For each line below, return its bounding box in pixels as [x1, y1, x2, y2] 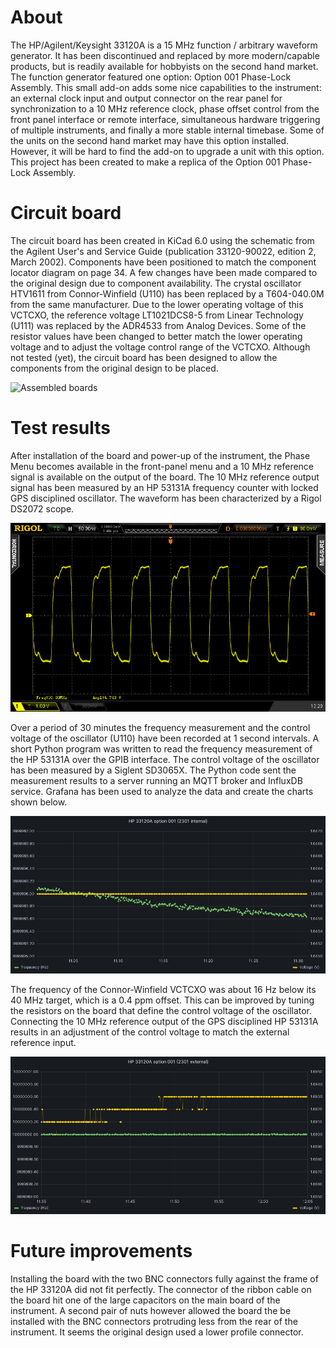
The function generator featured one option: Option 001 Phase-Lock [10, 71, 292, 83]
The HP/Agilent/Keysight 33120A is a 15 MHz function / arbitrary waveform [10, 39, 318, 51]
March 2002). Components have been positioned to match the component [10, 256, 317, 268]
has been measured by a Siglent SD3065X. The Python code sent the [10, 764, 297, 776]
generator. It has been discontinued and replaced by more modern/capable [10, 49, 320, 61]
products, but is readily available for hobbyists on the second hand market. [10, 60, 319, 72]
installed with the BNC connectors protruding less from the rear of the [10, 1316, 298, 1328]
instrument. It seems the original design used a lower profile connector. [10, 1326, 304, 1338]
